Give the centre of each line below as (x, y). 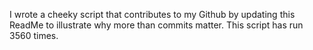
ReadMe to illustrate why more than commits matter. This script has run (156, 25)
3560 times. (34, 35)
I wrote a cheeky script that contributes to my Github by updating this (152, 14)
